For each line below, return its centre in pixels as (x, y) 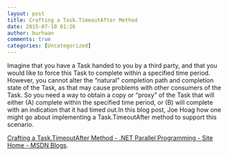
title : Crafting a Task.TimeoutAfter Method (72, 20)
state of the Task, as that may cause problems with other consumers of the (114, 88)
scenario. (20, 124)
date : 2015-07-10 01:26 (42, 26)
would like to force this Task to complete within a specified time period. (109, 73)
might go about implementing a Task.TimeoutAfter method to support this (112, 117)
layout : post (26, 14)
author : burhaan (30, 33)
